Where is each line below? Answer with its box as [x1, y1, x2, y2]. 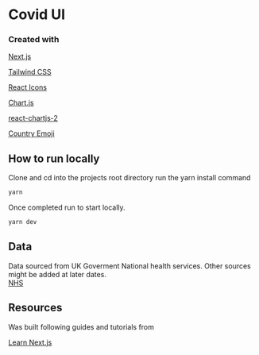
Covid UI [8, 6, 66, 24]
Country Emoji [8, 129, 55, 138]
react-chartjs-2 [8, 114, 58, 123]
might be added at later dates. [8, 269, 107, 279]
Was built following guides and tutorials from [8, 322, 155, 331]
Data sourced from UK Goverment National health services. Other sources [8, 260, 252, 271]
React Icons [8, 83, 48, 92]
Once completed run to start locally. [8, 203, 126, 212]
